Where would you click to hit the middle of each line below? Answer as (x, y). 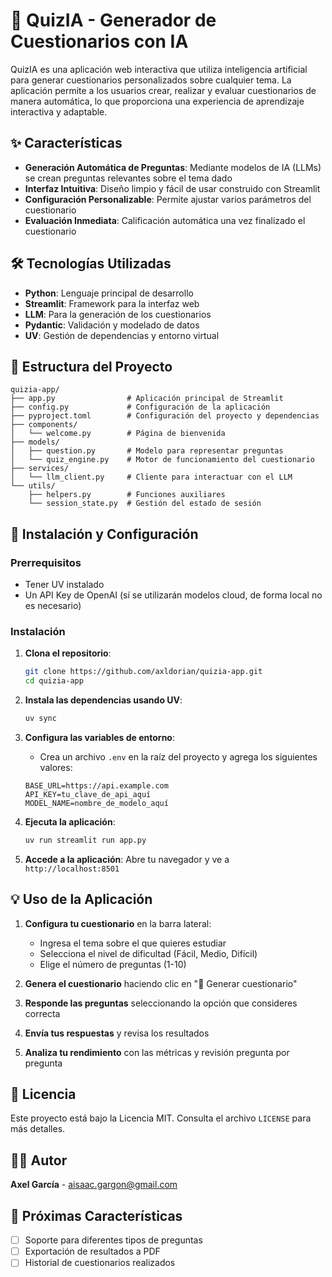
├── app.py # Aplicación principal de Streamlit (147, 399)
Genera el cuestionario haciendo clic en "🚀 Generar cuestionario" (161, 983)
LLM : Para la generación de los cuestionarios (118, 314)
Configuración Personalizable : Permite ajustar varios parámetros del (168, 199)
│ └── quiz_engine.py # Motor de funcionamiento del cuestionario (162, 460)
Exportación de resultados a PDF (92, 1251)
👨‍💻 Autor (39, 1160)
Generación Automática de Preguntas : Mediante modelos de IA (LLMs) (173, 167)
